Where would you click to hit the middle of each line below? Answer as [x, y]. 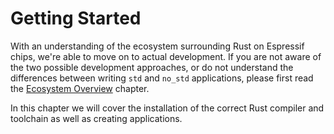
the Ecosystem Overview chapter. [80, 88]
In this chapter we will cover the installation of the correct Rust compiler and [167, 108]
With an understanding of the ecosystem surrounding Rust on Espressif [157, 46]
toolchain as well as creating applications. [96, 118]
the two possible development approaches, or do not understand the [152, 67]
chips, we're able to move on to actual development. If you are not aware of [166, 56]
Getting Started [76, 18]
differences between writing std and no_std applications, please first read [162, 78]
